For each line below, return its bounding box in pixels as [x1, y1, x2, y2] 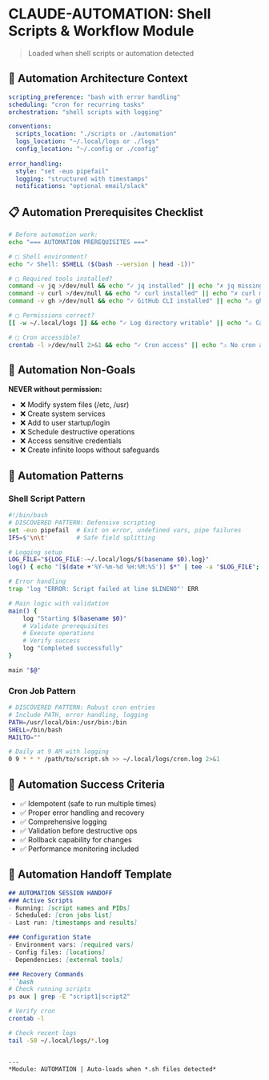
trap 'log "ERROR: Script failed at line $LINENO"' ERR [8, 585, 199, 593]
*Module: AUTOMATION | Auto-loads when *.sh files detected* [8, 1065, 217, 1073]
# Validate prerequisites [22, 622, 110, 630]
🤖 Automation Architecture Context [8, 71, 188, 85]
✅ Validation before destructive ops [19, 826, 138, 836]
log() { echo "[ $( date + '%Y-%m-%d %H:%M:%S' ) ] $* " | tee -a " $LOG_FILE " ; [8, 563, 260, 571]
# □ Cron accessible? [8, 333, 81, 341]
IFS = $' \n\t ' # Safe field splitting [8, 533, 156, 542]
